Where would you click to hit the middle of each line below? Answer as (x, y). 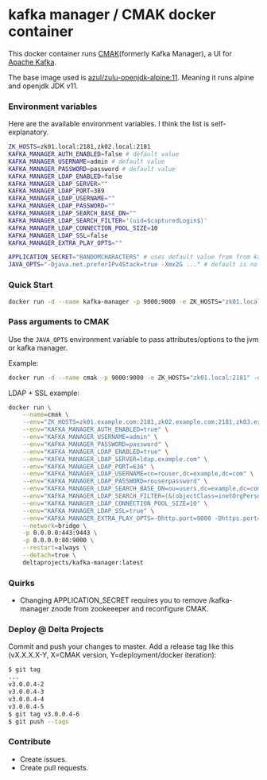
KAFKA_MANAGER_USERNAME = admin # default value (87, 161)
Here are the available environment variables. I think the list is (109, 124)
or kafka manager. (38, 347)
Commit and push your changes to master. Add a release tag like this (121, 646)
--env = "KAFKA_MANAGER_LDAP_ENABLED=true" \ (96, 452)
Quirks (21, 583)
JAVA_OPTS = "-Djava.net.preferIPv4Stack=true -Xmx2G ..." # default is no (133, 265)
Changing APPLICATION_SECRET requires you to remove (113, 600)
